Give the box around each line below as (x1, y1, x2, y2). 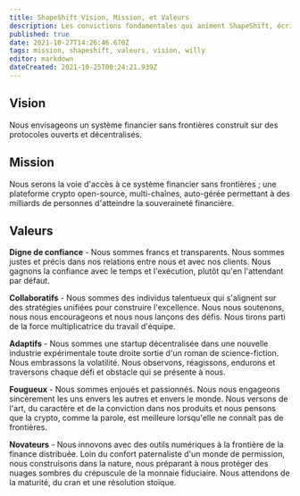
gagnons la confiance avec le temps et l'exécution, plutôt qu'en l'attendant (9, 266, 284, 277)
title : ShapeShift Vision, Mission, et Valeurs (9, 12, 190, 22)
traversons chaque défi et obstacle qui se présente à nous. (9, 367, 226, 377)
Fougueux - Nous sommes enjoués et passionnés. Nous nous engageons (9, 384, 280, 395)
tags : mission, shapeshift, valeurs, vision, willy (9, 46, 205, 55)
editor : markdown (9, 54, 74, 63)
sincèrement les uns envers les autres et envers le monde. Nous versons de (9, 393, 288, 404)
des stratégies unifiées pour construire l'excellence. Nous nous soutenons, (9, 302, 285, 313)
